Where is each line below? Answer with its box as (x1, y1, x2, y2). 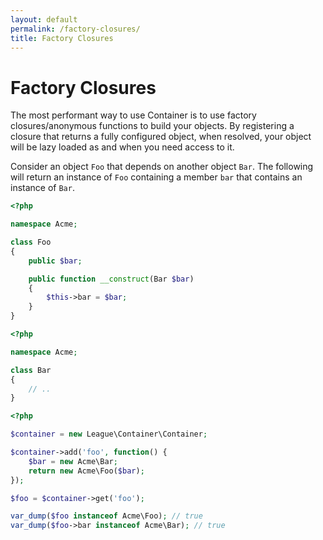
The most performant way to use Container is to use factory (10, 109, 257, 121)
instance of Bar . (10, 182, 75, 194)
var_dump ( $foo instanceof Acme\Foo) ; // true (10, 511, 203, 521)
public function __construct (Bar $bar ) (28, 274, 195, 284)
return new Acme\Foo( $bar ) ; (28, 466, 145, 476)
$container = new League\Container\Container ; (10, 429, 208, 440)
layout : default (10, 14, 78, 25)
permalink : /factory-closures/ (10, 24, 141, 34)
